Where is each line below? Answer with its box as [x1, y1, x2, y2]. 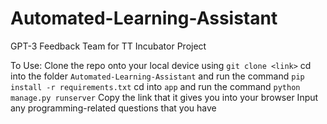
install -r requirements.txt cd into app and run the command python [10, 80, 301, 92]
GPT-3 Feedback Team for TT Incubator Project [10, 40, 207, 52]
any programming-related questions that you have [10, 102, 217, 114]
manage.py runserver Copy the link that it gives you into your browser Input [10, 91, 319, 103]
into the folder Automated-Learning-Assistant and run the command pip [10, 70, 305, 82]
